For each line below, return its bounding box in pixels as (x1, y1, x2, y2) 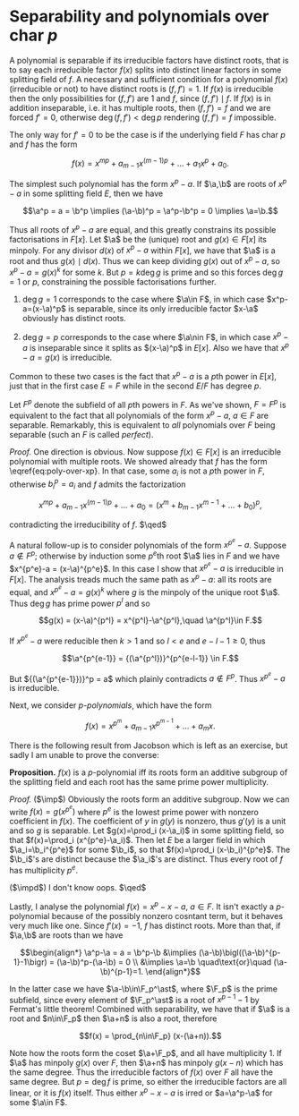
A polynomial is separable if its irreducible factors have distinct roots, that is (9, 55, 289, 65)
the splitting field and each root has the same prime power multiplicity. (9, 776, 269, 787)
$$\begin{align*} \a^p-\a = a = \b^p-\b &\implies (20, 947, 197, 958)
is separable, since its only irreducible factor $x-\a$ (68, 302, 259, 314)
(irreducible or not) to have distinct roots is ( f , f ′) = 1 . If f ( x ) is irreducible (9, 83, 274, 94)
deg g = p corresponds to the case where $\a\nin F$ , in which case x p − (21, 329, 289, 342)
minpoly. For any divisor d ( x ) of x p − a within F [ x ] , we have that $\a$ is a (9, 243, 276, 256)
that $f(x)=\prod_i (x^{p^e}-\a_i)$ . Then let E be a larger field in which (9, 835, 266, 846)
